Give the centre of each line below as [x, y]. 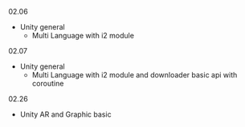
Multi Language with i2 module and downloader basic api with [135, 75]
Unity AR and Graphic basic [65, 114]
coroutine [48, 83]
